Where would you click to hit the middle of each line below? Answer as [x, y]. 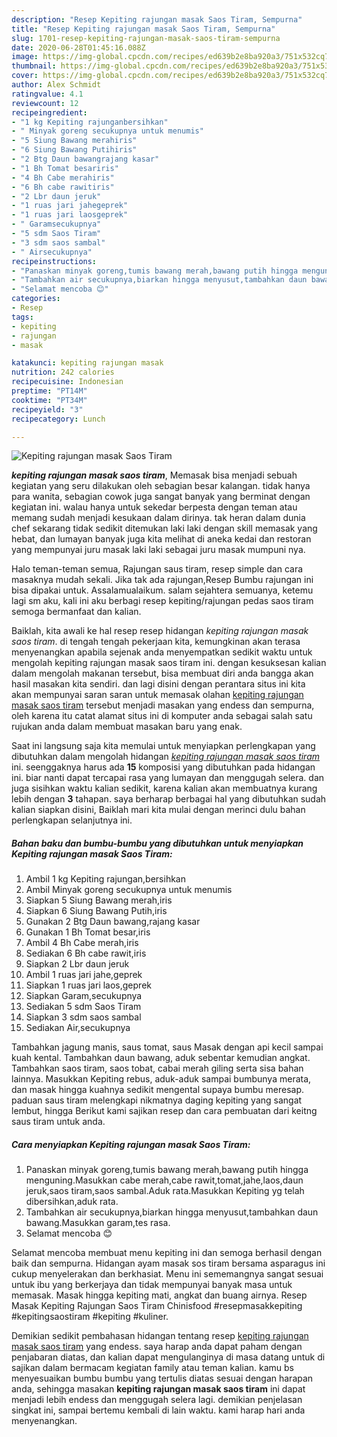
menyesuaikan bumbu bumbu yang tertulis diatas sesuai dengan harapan [162, 1378]
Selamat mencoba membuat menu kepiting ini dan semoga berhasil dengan [167, 1253]
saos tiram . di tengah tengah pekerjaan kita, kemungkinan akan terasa [156, 642]
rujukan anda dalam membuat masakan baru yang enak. [127, 727]
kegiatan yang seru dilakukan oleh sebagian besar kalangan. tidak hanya [161, 486]
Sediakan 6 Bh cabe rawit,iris [86, 953]
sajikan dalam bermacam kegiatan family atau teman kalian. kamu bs [152, 1368]
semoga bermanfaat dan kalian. [76, 612]
